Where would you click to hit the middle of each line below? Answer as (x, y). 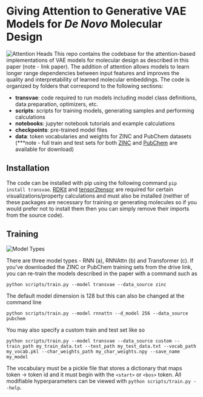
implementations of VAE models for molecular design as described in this (98, 60)
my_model (17, 357)
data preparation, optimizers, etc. (57, 104)
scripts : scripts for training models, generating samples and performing (105, 110)
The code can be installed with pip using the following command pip (92, 182)
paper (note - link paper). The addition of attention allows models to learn (98, 66)
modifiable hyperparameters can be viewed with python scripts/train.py (98, 381)
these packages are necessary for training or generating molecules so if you (101, 202)
